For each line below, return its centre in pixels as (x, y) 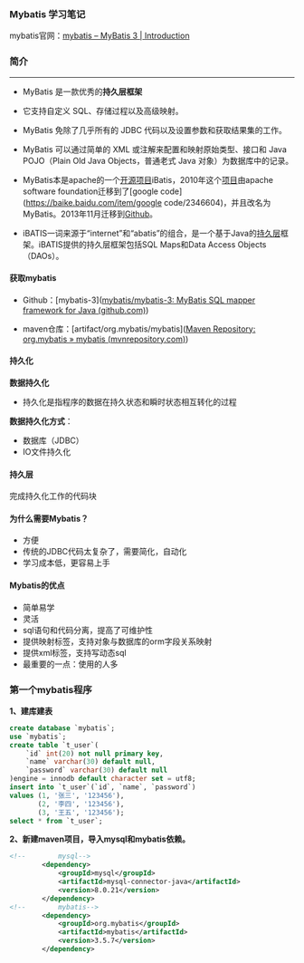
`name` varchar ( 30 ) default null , (90, 762)
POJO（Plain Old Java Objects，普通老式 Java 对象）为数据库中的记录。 (158, 160)
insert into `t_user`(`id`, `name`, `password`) (103, 787)
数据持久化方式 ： (41, 421)
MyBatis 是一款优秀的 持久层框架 (82, 91)
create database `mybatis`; (62, 728)
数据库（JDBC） (53, 440)
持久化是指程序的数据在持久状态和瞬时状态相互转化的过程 (129, 402)
